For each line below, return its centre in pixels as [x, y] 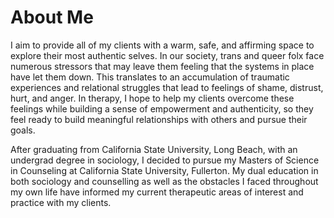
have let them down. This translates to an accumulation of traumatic [150, 77]
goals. [23, 130]
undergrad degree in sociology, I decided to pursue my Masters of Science [165, 160]
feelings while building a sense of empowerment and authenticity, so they [162, 108]
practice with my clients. [61, 202]
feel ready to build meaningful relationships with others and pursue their [159, 119]
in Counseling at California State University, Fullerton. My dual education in [164, 170]
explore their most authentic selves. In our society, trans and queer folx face [167, 55]
